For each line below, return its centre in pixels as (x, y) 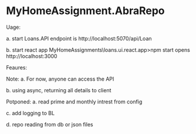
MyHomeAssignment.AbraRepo (85, 11)
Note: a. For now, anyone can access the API (60, 79)
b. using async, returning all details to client (59, 90)
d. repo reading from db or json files (50, 124)
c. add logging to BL (30, 113)
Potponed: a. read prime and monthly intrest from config (74, 102)
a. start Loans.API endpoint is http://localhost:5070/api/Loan (79, 38)
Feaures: (17, 67)
